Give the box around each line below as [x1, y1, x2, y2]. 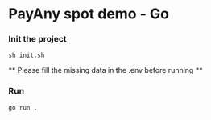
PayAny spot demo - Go [8, 5, 169, 23]
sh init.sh [8, 51, 45, 60]
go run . [8, 103, 38, 112]
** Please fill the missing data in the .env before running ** [8, 66, 203, 75]
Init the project [8, 34, 67, 45]
